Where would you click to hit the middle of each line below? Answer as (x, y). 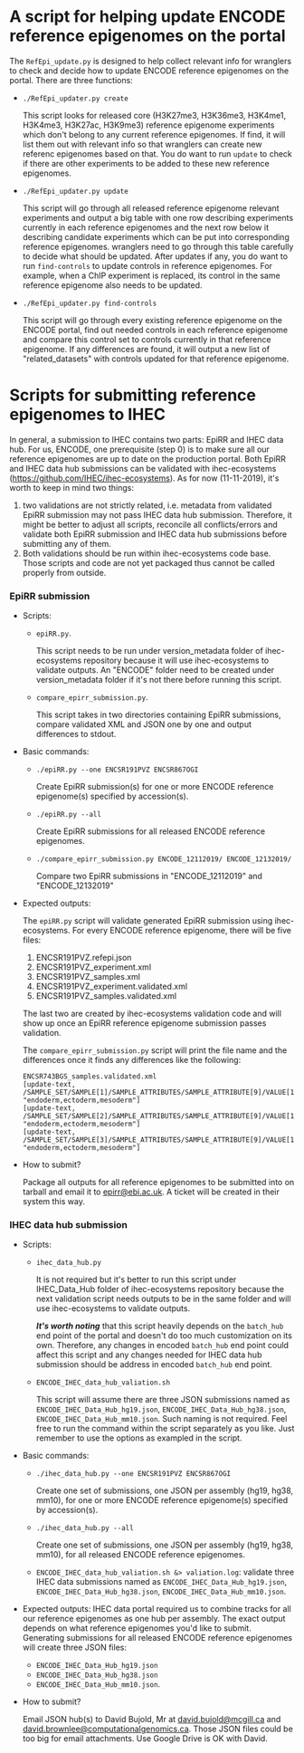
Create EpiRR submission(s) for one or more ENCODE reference (155, 787)
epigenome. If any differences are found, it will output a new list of (146, 349)
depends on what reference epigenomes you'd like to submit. (137, 1628)
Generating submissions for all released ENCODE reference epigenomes (157, 1638)
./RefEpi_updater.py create (75, 98)
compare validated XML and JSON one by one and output (143, 724)
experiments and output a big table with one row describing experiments (158, 217)
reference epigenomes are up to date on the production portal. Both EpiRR (148, 458)
